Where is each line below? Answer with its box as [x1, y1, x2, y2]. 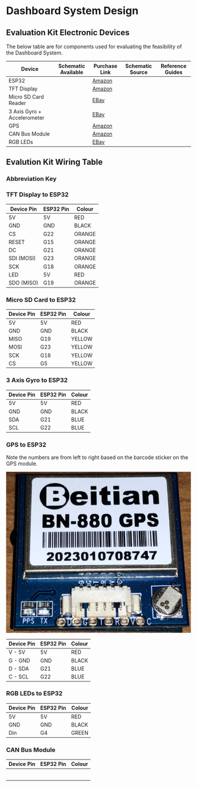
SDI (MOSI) [8, 255, 36, 262]
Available [60, 69, 84, 76]
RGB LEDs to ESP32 [6, 690, 63, 698]
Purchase [93, 62, 118, 69]
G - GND [8, 657, 30, 664]
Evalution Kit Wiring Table [6, 157, 103, 167]
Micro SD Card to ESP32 [6, 295, 76, 303]
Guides [164, 69, 183, 76]
